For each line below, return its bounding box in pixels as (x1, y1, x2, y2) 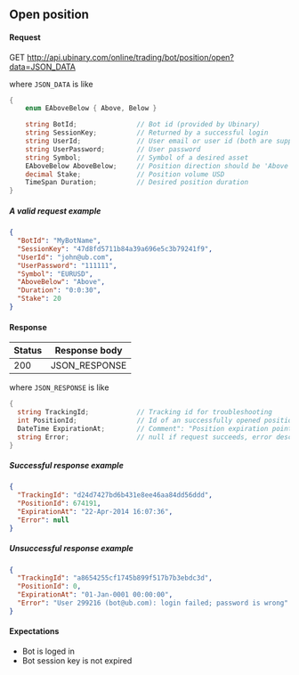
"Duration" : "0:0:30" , (17, 286, 101, 295)
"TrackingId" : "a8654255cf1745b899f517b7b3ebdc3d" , (17, 573, 214, 582)
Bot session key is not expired (21, 655, 133, 666)
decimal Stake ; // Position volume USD (25, 169, 225, 179)
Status (13, 345, 43, 357)
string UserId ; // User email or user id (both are (25, 137, 273, 146)
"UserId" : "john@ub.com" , (17, 253, 114, 262)
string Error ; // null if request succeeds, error (17, 432, 273, 442)
